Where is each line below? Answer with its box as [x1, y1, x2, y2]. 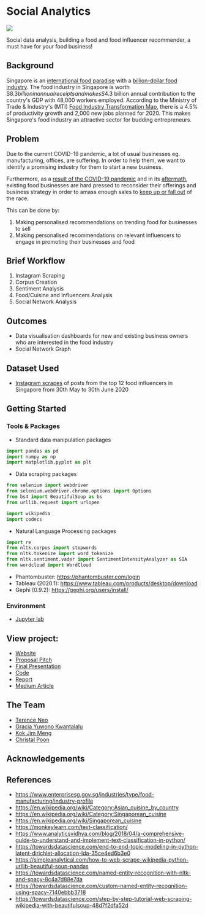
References [6, 774, 51, 785]
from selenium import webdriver [6, 482, 89, 489]
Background [6, 60, 54, 71]
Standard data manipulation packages [15, 436, 111, 443]
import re [6, 539, 32, 545]
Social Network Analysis [15, 298, 77, 305]
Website [15, 650, 37, 657]
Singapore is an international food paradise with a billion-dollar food [6, 77, 177, 84]
